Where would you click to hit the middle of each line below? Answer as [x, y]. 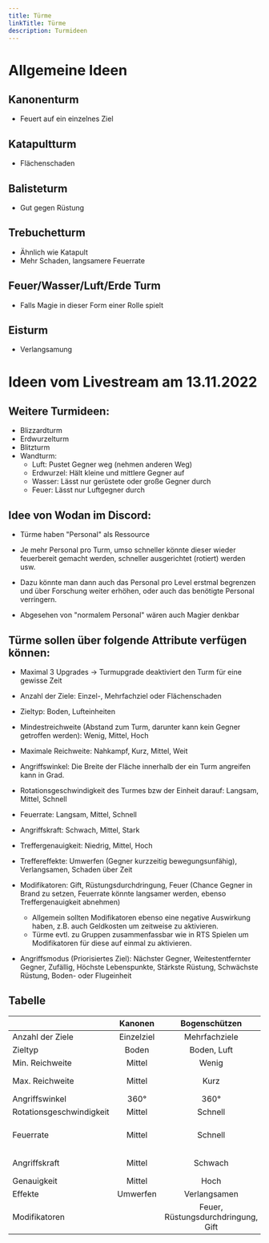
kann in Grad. [42, 775]
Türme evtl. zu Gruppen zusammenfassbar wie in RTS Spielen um [140, 935]
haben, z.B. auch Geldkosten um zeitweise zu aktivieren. [125, 926]
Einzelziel [137, 1037]
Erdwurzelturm [44, 439]
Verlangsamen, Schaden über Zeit [76, 870]
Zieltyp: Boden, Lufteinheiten [68, 712]
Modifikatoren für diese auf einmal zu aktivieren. [112, 943]
